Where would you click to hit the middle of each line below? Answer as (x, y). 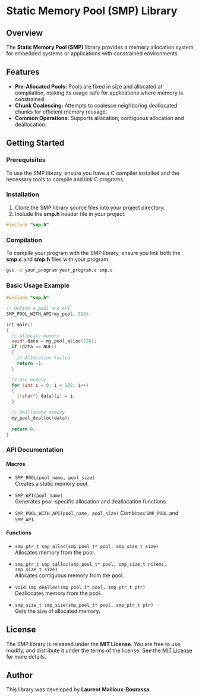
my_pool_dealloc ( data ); (41, 418)
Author (19, 675)
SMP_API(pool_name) (39, 495)
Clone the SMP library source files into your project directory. (90, 207)
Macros (16, 464)
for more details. (26, 657)
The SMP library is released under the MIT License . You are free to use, (94, 644)
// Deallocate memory (38, 413)
